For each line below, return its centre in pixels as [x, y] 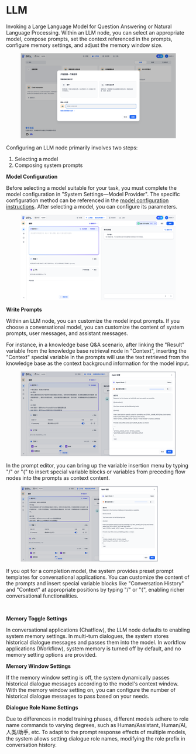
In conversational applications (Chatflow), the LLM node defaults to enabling [98, 630]
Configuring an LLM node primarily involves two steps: [72, 148]
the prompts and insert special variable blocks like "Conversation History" [95, 583]
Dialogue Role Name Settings [42, 707]
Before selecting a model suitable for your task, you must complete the [92, 188]
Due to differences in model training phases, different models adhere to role [97, 719]
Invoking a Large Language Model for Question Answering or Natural [89, 26]
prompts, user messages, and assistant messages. [67, 333]
